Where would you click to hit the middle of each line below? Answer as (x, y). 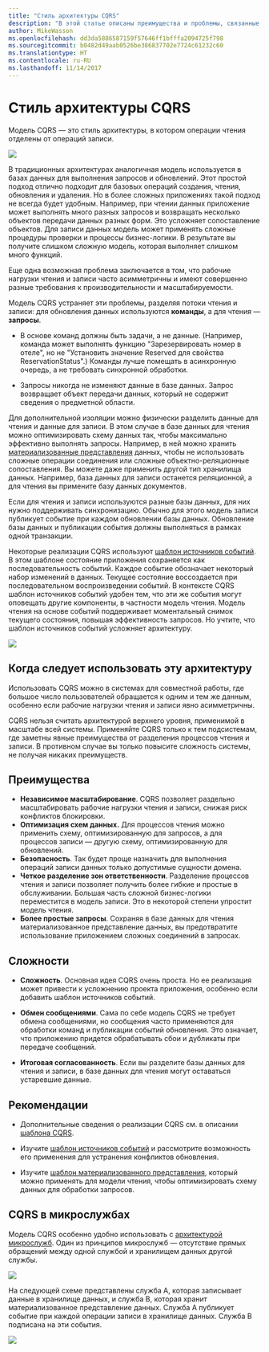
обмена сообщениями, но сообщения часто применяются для (126, 1022)
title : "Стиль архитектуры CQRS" (64, 16)
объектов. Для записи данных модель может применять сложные (122, 229)
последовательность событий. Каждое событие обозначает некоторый (131, 568)
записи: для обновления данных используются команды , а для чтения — (134, 311)
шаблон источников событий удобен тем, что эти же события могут (125, 594)
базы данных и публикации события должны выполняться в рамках (125, 527)
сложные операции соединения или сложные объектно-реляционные (129, 460)
